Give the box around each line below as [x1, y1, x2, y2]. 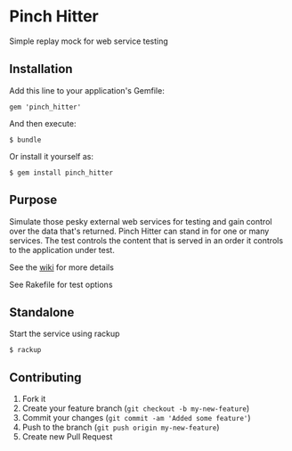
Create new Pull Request [21, 431, 113, 442]
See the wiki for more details [9, 261, 114, 273]
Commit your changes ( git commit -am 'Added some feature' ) [21, 413, 251, 423]
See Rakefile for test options [9, 279, 113, 290]
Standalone [9, 305, 75, 320]
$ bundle [9, 135, 42, 144]
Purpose [9, 193, 58, 208]
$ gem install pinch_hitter [9, 168, 114, 177]
